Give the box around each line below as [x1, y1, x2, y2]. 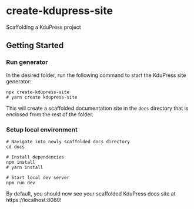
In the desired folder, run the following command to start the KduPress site [6, 72, 186, 79]
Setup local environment [6, 125, 78, 133]
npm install [6, 159, 35, 165]
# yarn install [6, 164, 44, 170]
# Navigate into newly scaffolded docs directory [6, 139, 131, 144]
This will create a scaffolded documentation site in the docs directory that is [6, 105, 189, 112]
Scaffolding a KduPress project [6, 23, 81, 31]
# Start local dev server [6, 174, 69, 180]
